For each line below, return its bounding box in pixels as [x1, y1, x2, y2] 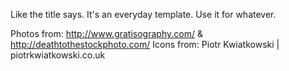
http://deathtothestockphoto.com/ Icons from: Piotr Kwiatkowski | [10, 39, 280, 50]
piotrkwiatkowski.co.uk [10, 49, 106, 61]
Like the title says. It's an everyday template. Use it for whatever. [10, 9, 277, 20]
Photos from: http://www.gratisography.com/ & [10, 28, 203, 39]
